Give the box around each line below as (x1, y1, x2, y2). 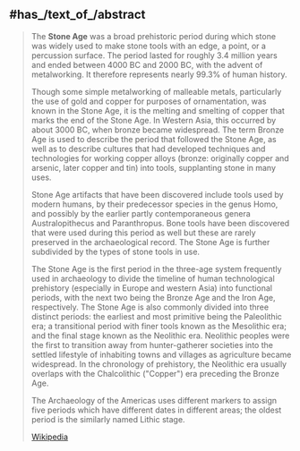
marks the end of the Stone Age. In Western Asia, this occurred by (30, 115, 277, 125)
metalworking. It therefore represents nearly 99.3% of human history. (30, 69, 287, 80)
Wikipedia (30, 431, 69, 442)
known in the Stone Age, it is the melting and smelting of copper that (30, 105, 285, 115)
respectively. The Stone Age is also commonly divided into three (30, 302, 270, 312)
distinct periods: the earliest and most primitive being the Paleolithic (30, 311, 282, 321)
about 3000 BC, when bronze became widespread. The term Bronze (30, 124, 285, 135)
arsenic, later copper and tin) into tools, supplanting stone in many (30, 162, 276, 173)
